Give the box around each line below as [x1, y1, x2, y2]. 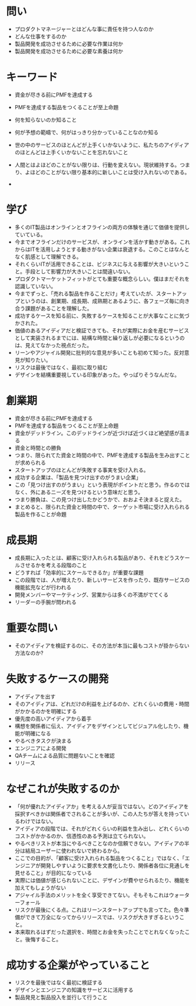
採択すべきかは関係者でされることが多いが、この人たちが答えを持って [14, 810, 184, 817]
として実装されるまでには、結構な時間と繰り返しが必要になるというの [14, 334, 185, 341]
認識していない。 [14, 282, 57, 289]
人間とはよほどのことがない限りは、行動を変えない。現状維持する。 [14, 161, 180, 168]
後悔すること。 [25, 936, 62, 943]
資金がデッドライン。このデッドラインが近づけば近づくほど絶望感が [14, 429, 180, 436]
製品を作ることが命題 [14, 511, 67, 518]
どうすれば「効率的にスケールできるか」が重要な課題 [14, 569, 144, 576]
